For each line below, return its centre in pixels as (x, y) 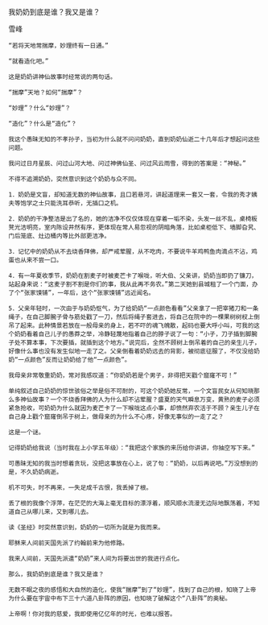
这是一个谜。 (27, 433)
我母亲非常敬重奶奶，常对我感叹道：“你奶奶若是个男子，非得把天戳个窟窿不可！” (123, 375)
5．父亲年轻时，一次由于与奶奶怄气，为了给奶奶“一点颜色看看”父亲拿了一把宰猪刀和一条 (134, 308)
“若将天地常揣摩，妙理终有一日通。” (58, 46)
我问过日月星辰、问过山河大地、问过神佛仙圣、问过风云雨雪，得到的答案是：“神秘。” (128, 163)
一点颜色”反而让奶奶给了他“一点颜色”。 (74, 360)
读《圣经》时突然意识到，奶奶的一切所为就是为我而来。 (87, 528)
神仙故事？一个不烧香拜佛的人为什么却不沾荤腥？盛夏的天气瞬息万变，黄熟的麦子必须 (140, 399)
